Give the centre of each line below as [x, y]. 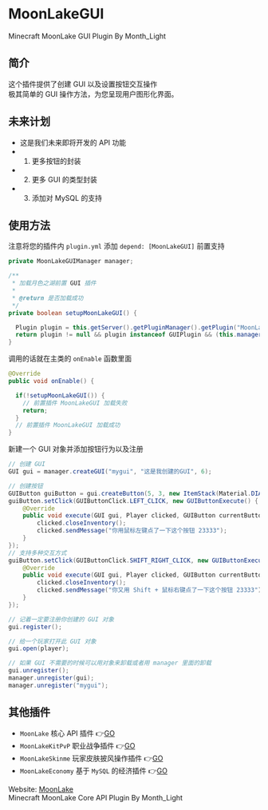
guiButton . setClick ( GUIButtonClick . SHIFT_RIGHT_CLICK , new [108, 561]
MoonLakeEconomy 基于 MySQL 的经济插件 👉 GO [93, 770]
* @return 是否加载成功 [47, 298]
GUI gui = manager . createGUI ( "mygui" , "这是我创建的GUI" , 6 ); [110, 472]
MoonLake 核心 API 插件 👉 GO [67, 733]
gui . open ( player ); [39, 648]
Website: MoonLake [41, 789]
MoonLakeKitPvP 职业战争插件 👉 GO [77, 745]
